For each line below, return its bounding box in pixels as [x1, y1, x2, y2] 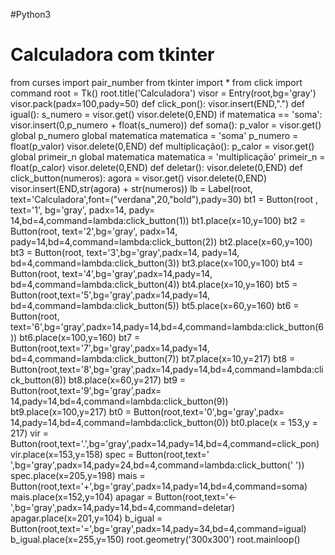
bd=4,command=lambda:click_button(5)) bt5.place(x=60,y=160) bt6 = [10, 299, 300, 311]
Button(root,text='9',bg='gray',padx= [10, 384, 162, 396]
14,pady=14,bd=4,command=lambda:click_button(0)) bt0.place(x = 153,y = [10, 416, 318, 428]
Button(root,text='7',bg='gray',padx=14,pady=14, [10, 342, 210, 354]
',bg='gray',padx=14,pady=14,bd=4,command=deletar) [10, 501, 235, 513]
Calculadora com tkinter [10, 44, 215, 66]
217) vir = [10, 427, 49, 439]
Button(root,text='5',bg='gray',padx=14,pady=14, [10, 289, 211, 301]
